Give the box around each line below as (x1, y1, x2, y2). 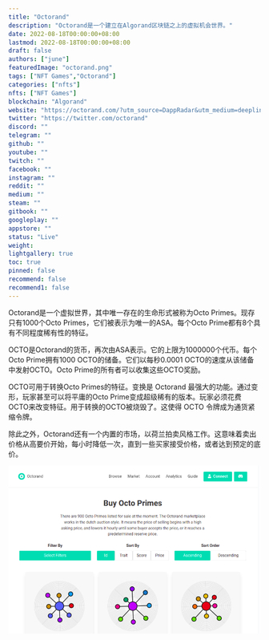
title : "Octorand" (8, 13, 70, 21)
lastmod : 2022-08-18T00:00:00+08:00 (8, 38, 130, 47)
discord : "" (8, 123, 48, 132)
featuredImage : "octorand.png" (8, 64, 113, 72)
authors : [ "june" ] (8, 55, 70, 63)
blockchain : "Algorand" (8, 97, 88, 106)
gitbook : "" (8, 208, 48, 216)
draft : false (8, 47, 52, 55)
